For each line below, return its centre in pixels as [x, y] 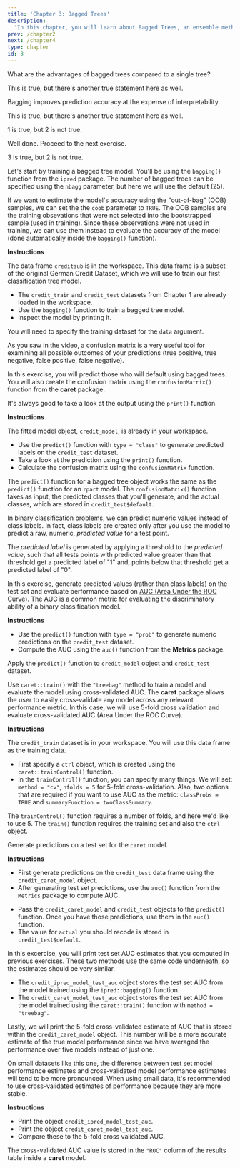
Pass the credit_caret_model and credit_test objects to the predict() [121, 909]
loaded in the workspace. [55, 302]
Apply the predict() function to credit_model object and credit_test [109, 663]
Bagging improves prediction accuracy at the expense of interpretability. [114, 101]
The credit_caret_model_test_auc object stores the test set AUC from [120, 997]
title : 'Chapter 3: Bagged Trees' [59, 14]
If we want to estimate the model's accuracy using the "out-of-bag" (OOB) [117, 200]
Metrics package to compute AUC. [69, 895]
